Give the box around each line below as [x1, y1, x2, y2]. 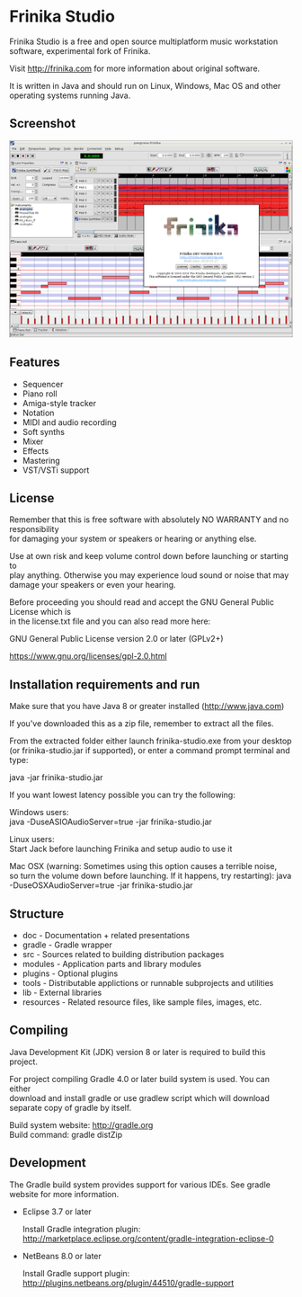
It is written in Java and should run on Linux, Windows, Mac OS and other [9, 80, 281, 91]
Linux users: [9, 834, 55, 845]
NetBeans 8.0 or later [22, 1250, 102, 1261]
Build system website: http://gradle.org [9, 1119, 154, 1130]
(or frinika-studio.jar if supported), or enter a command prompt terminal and [9, 745, 290, 756]
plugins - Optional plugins [22, 968, 119, 979]
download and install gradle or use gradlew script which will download [9, 1092, 270, 1103]
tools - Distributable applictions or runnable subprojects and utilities [22, 977, 274, 988]
